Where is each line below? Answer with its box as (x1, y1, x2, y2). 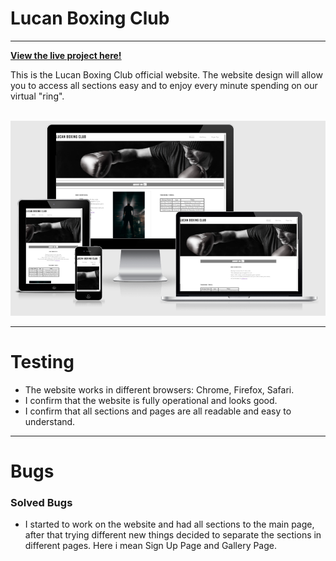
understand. (24, 415, 76, 427)
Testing (10, 351, 75, 374)
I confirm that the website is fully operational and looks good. (24, 394, 278, 406)
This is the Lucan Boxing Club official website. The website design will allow (10, 68, 323, 81)
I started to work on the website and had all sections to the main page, (24, 518, 315, 531)
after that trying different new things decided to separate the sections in (24, 529, 322, 541)
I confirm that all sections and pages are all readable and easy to (24, 405, 292, 417)
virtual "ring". (10, 90, 65, 102)
